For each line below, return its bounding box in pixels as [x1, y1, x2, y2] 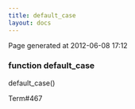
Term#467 [8, 93, 43, 103]
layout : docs [8, 19, 52, 27]
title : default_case [8, 11, 77, 20]
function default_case [8, 60, 95, 71]
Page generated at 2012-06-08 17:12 [8, 40, 129, 50]
